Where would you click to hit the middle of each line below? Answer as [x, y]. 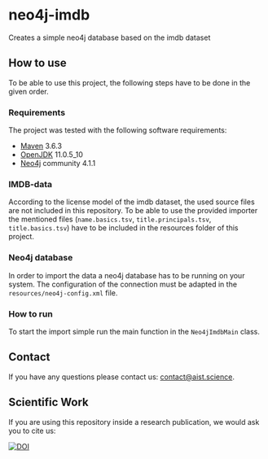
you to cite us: [32, 431]
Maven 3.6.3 [41, 146]
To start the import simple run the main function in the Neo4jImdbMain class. [134, 331]
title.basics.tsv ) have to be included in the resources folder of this [123, 228]
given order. [29, 91]
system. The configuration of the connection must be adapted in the [123, 284]
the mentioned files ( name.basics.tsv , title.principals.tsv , [110, 219]
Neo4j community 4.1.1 [58, 164]
